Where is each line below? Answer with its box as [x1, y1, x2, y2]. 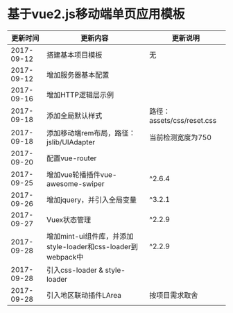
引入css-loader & [46, 265, 104, 275]
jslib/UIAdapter [46, 137, 96, 146]
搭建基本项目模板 [46, 50, 103, 60]
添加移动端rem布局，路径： [46, 128, 136, 137]
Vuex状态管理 [46, 214, 92, 224]
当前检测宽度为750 [148, 133, 212, 142]
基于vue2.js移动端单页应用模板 [7, 6, 185, 22]
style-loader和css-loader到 [46, 242, 139, 251]
